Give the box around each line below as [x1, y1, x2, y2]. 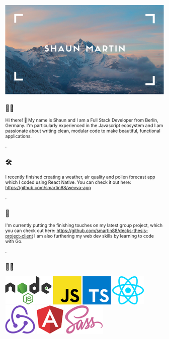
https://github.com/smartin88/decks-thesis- [56, 228, 148, 234]
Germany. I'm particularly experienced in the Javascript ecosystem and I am [5, 123, 163, 129]
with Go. [5, 238, 23, 244]
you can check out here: [5, 228, 56, 234]
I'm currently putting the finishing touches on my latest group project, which [5, 222, 162, 228]
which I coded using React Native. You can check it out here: [5, 179, 132, 185]
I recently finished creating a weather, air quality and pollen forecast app [5, 174, 155, 180]
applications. [5, 133, 32, 139]
